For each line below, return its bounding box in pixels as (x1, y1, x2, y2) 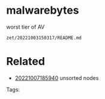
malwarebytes (6, 4, 79, 17)
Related (6, 55, 45, 69)
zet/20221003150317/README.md (6, 35, 82, 41)
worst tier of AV (6, 23, 45, 30)
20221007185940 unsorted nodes (14, 74, 99, 81)
